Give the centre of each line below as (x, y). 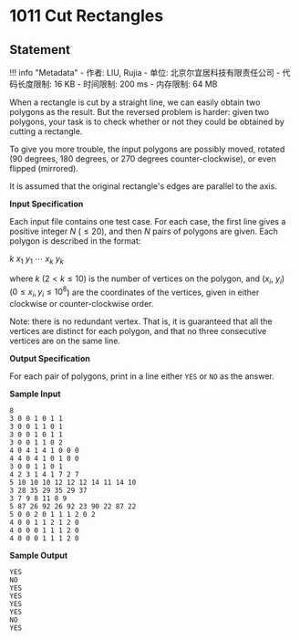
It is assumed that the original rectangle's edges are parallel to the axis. (144, 186)
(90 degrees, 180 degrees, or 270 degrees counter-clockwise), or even (143, 159)
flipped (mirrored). (44, 168)
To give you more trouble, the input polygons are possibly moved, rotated (147, 149)
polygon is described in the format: (75, 241)
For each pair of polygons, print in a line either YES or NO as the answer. (142, 376)
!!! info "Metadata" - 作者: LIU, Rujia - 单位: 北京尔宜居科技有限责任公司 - (145, 73)
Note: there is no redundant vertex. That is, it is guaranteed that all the (141, 321)
